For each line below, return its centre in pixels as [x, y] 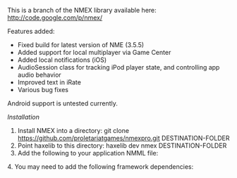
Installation [24, 117]
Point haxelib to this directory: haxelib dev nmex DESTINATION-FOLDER [122, 146]
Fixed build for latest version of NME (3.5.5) [81, 45]
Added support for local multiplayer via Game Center [94, 52]
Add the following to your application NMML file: [88, 153]
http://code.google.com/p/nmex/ [55, 18]
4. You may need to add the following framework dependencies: [101, 167]
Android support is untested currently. [62, 103]
